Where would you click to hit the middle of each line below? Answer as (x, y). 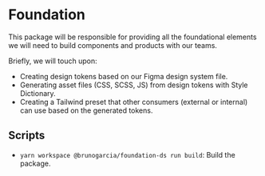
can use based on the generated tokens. (86, 110)
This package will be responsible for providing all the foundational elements (132, 37)
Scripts (27, 136)
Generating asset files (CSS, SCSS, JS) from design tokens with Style (134, 85)
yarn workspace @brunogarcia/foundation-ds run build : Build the (127, 154)
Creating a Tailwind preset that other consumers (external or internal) (134, 102)
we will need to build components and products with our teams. (113, 45)
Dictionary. (38, 93)
